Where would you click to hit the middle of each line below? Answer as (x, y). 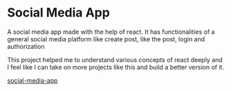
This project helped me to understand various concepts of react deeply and (115, 59)
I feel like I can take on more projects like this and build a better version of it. (116, 67)
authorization (26, 46)
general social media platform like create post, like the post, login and (106, 39)
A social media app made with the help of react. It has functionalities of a (111, 32)
